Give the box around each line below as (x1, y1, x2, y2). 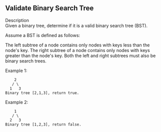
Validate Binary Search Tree (5, 4, 94, 12)
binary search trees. (5, 57, 46, 64)
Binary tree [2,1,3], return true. (5, 90, 79, 95)
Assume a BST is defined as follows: (5, 32, 80, 38)
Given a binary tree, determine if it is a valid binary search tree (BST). (5, 22, 148, 28)
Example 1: (5, 67, 27, 73)
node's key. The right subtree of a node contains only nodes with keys (5, 47, 150, 53)
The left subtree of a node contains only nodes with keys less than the (5, 42, 150, 48)
